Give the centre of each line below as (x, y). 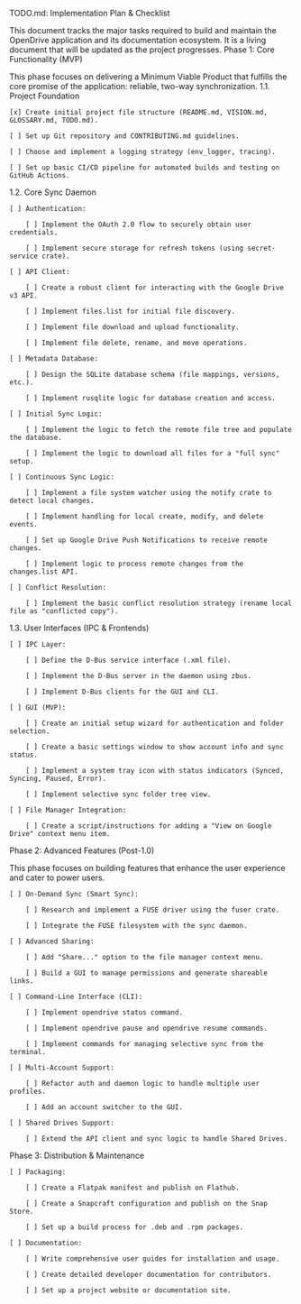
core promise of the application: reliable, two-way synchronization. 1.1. (140, 86)
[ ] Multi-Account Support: (62, 1068)
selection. (30, 731)
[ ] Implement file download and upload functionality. (133, 327)
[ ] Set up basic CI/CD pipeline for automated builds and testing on (145, 168)
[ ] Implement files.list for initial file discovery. (131, 311)
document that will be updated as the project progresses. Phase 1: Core (142, 50)
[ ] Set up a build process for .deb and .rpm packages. (135, 1227)
